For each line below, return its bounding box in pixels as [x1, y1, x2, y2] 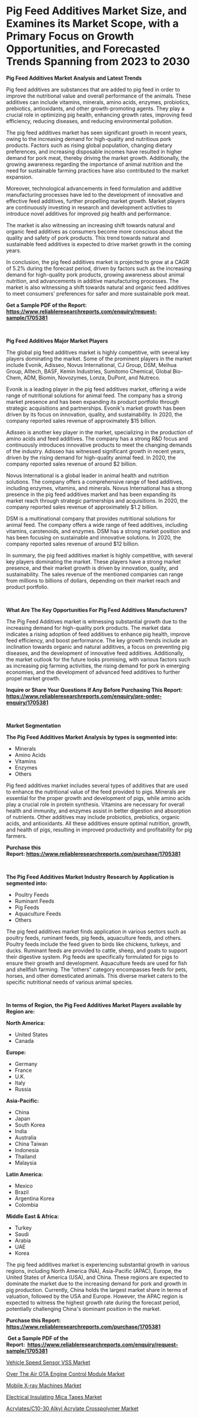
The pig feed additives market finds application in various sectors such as [6, 928, 187, 935]
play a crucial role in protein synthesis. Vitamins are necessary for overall [6, 801, 185, 808]
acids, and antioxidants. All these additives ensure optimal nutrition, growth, [6, 820, 191, 827]
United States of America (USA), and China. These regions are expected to [6, 1273, 189, 1281]
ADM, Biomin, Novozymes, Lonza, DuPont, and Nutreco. [23, 374, 161, 381]
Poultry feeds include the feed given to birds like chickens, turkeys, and [6, 940, 181, 948]
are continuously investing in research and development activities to [6, 203, 173, 211]
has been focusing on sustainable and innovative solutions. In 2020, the [6, 534, 182, 541]
